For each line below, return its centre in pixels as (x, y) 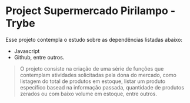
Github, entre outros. (39, 57)
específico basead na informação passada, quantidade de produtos (102, 87)
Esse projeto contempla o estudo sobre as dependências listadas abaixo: (94, 39)
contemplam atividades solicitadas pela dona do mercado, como (98, 75)
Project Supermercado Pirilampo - (91, 11)
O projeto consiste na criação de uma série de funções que (92, 68)
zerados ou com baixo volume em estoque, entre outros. (88, 94)
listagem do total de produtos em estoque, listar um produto (93, 81)
